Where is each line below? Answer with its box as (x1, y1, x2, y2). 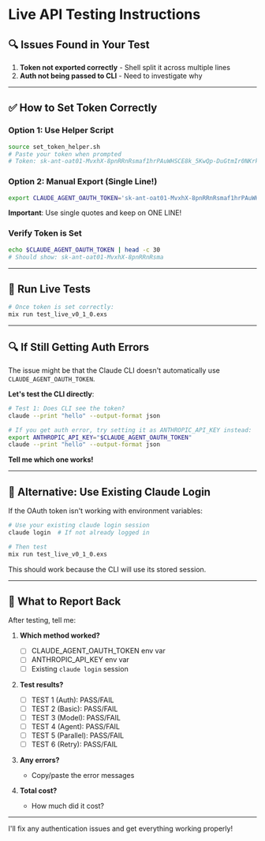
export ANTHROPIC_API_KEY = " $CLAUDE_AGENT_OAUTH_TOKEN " (8, 434, 192, 441)
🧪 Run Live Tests (8, 282, 91, 296)
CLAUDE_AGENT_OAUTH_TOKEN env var (31, 646, 166, 656)
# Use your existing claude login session (8, 522, 150, 530)
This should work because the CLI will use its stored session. (8, 564, 207, 574)
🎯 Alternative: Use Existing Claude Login (8, 485, 211, 498)
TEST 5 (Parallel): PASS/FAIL (31, 731, 125, 740)
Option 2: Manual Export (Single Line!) (8, 176, 158, 187)
